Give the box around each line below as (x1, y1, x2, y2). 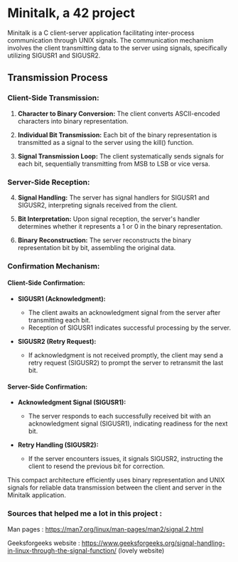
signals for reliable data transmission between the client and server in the (7, 483, 222, 492)
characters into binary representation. (17, 117, 129, 125)
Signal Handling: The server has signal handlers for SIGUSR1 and (17, 193, 210, 202)
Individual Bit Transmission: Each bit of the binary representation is (17, 130, 217, 139)
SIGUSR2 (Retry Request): (17, 337, 97, 346)
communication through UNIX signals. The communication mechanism (7, 36, 214, 44)
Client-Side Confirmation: (7, 279, 85, 287)
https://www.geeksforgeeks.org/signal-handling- (81, 539, 225, 547)
